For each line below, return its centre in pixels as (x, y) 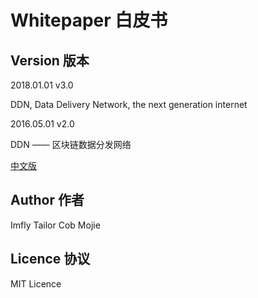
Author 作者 (47, 200)
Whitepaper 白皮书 (89, 20)
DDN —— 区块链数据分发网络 (71, 144)
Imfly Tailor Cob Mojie (55, 225)
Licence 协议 (50, 259)
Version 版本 (50, 60)
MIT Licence (36, 283)
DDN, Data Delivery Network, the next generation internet (129, 104)
